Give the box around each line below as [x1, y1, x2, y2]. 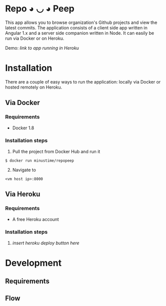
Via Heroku [5, 190, 41, 199]
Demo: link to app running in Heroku [5, 45, 79, 51]
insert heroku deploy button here [12, 240, 80, 246]
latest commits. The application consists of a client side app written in [5, 24, 148, 30]
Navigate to [12, 167, 36, 173]
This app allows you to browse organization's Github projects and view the [5, 19, 158, 25]
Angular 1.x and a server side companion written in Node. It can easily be [5, 30, 155, 36]
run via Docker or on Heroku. [5, 35, 64, 41]
